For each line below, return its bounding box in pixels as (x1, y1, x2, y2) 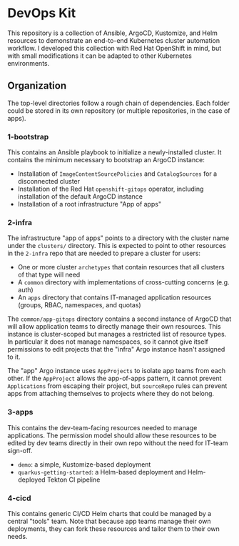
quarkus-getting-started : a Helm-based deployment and (17, 467, 187, 476)
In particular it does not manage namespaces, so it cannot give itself (7, 337, 208, 346)
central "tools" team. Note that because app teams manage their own (7, 517, 212, 525)
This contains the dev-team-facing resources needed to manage (7, 423, 198, 432)
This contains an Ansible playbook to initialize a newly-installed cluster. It (7, 148, 222, 157)
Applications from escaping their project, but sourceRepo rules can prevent (7, 382, 228, 390)
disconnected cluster (17, 177, 81, 186)
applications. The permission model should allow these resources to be (7, 431, 217, 440)
